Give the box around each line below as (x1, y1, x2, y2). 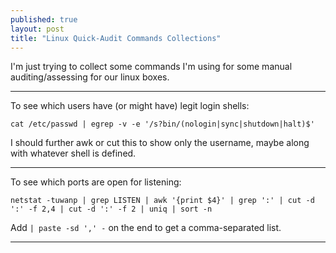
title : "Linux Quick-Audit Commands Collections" (10, 33, 222, 43)
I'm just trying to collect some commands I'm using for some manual (10, 61, 293, 73)
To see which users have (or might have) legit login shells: (10, 100, 250, 112)
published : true (10, 14, 78, 25)
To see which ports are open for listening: (10, 176, 182, 188)
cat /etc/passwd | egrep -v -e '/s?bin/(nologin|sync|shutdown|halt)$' (10, 119, 315, 130)
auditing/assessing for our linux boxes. (10, 71, 170, 83)
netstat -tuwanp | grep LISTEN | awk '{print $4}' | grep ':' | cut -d (10, 196, 315, 206)
